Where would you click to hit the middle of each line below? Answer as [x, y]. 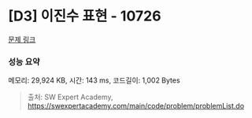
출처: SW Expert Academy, [70, 97]
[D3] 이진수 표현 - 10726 [85, 16]
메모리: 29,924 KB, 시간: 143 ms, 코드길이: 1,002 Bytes [94, 80]
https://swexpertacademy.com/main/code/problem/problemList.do [136, 106]
